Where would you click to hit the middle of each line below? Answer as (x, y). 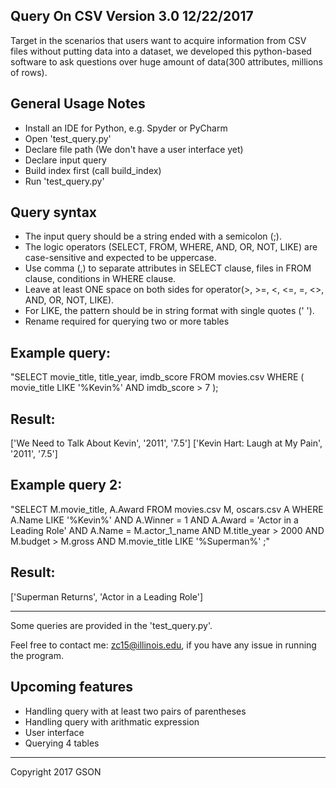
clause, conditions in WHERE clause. (100, 279)
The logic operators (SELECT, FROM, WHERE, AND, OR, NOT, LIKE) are (171, 247)
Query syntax (54, 212)
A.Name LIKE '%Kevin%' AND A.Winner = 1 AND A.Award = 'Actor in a (154, 520)
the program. (37, 655)
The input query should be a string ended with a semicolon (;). (153, 236)
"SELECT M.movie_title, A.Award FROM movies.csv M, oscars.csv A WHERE (167, 509)
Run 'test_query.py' (64, 181)
